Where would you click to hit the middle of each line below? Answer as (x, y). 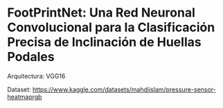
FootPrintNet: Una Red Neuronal (101, 13)
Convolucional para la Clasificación (111, 27)
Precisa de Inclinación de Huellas (105, 42)
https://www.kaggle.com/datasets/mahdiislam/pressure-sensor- (124, 89)
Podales (31, 57)
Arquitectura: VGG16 (36, 76)
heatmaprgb (25, 97)
